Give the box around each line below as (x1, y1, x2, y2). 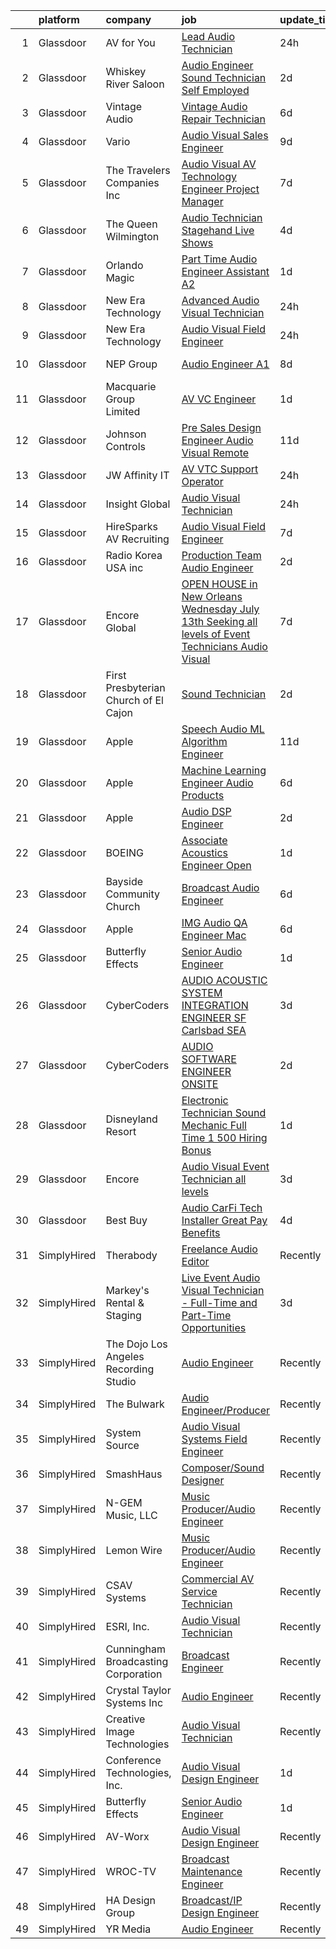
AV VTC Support (181, 462, 259, 476)
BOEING (105, 846, 144, 859)
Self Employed (181, 84, 250, 97)
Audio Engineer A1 (181, 357, 270, 371)
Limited (105, 405, 141, 418)
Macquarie (105, 380, 157, 393)
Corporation (105, 1667, 163, 1681)
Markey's (105, 1284, 150, 1297)
